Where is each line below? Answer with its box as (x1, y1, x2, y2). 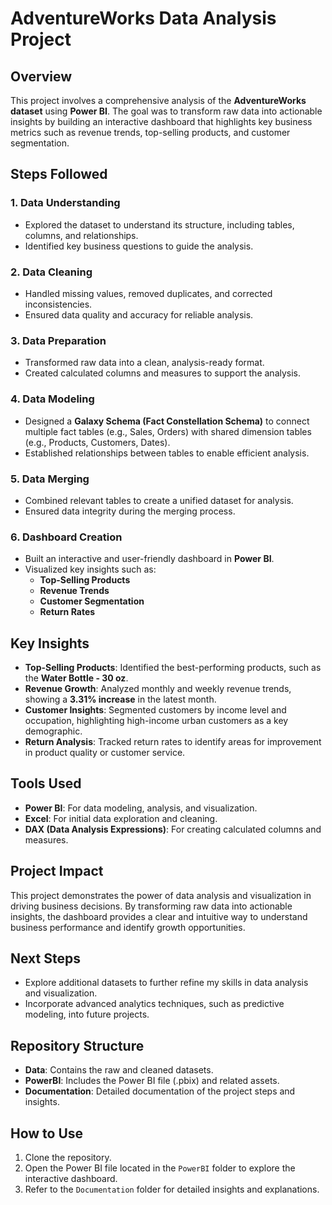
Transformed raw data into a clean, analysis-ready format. (24, 357, 265, 369)
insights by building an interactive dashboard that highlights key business (10, 116, 313, 127)
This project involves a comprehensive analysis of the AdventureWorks (10, 95, 307, 106)
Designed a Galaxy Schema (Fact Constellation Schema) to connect (24, 415, 310, 427)
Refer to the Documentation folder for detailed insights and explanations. (24, 1183, 320, 1196)
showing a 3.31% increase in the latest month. (24, 693, 217, 705)
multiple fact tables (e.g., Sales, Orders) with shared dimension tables (24, 425, 312, 437)
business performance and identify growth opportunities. (10, 921, 246, 933)
